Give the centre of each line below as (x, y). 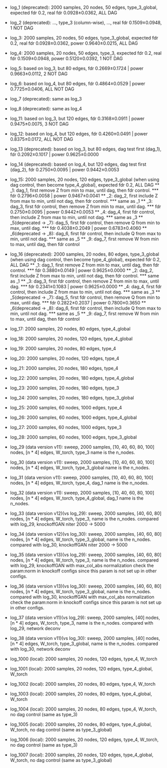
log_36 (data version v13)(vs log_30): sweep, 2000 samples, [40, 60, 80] (86, 586)
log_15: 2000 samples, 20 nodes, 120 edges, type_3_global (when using (85, 179)
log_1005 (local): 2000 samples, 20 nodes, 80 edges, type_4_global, (81, 724)
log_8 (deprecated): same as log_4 (46, 109)
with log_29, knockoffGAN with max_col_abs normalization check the (82, 565)
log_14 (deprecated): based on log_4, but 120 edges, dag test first (78, 164)
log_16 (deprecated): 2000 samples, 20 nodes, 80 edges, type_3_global (85, 254)
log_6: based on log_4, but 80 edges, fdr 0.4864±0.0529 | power (78, 84)
